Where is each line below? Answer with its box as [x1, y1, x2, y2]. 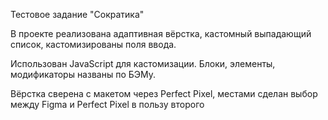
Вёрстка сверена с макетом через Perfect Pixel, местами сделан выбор [10, 88, 318, 99]
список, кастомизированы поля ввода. [10, 39, 177, 50]
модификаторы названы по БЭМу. [10, 69, 156, 80]
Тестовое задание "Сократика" [10, 9, 145, 20]
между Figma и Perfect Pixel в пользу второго [10, 99, 205, 110]
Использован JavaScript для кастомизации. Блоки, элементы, [10, 58, 276, 69]
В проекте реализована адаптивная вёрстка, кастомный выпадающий [10, 28, 312, 39]
